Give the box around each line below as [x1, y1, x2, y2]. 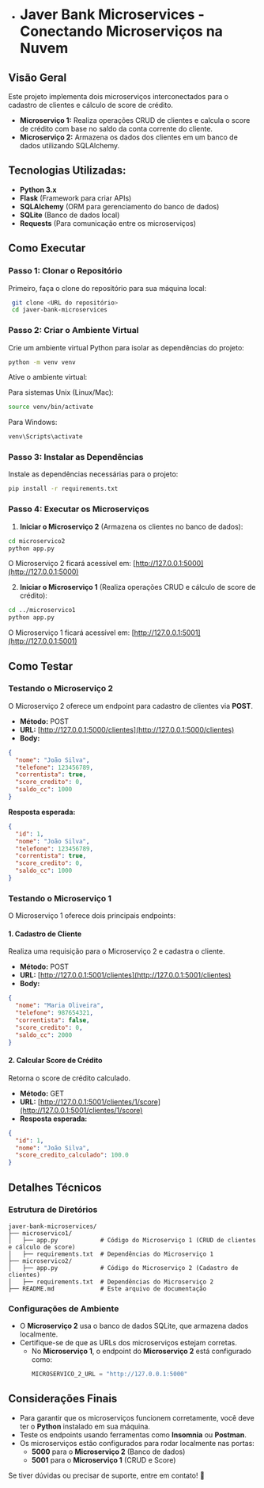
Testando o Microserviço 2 [8, 683, 113, 694]
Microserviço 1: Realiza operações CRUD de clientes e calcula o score [19, 116, 251, 124]
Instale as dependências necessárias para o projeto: [8, 469, 179, 479]
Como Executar [8, 242, 86, 255]
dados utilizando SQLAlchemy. [19, 141, 120, 150]
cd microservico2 [8, 537, 66, 545]
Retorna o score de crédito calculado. [8, 1073, 131, 1083]
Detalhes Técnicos [8, 1180, 102, 1194]
